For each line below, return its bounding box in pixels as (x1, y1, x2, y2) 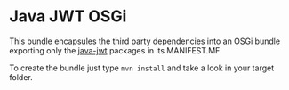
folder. (9, 71, 33, 82)
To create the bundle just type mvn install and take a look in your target (9, 62, 274, 73)
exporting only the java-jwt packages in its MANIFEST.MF (9, 45, 221, 55)
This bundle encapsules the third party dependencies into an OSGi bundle (9, 36, 281, 46)
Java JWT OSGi (9, 6, 127, 27)
